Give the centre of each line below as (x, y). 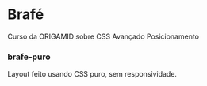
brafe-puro (29, 57)
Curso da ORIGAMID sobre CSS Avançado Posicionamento (103, 36)
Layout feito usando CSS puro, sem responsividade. (92, 74)
